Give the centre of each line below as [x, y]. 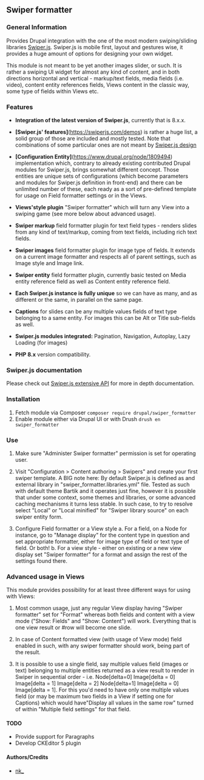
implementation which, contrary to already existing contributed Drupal [103, 163]
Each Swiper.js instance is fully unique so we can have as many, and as [106, 293]
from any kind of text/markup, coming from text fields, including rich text [106, 232]
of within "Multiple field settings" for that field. [73, 709]
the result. [28, 652]
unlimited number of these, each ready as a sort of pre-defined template [106, 189]
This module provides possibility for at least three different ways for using [99, 590]
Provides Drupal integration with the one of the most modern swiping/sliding [102, 40]
